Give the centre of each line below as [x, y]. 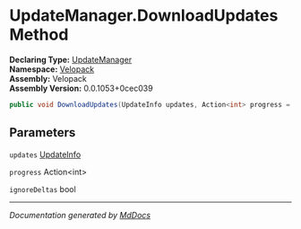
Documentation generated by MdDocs [80, 215]
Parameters [43, 132]
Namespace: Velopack [52, 69]
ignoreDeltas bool [43, 189]
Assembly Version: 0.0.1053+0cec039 [82, 88]
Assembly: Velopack [48, 78]
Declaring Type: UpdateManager [71, 59]
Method [39, 35]
